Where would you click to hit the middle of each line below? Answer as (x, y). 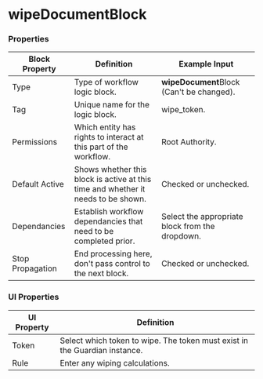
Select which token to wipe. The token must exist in (154, 341)
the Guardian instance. (101, 350)
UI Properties (34, 297)
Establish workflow (109, 212)
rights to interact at (109, 137)
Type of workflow (106, 82)
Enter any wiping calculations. (115, 363)
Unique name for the (112, 105)
